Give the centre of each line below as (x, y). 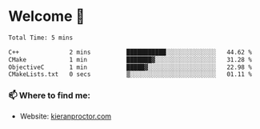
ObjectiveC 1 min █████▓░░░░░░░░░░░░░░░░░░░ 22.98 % (130, 67)
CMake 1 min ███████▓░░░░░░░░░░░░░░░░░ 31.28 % (130, 59)
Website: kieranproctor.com (66, 116)
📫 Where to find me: (49, 95)
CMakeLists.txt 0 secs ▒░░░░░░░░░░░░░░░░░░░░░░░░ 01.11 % (130, 75)
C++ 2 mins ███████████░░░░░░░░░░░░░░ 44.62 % (130, 52)
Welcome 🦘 (47, 16)
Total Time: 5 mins (41, 38)
